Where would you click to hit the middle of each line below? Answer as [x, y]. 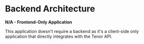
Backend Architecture [50, 9]
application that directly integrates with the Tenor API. [59, 36]
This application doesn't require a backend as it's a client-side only [72, 31]
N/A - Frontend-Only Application [39, 22]
